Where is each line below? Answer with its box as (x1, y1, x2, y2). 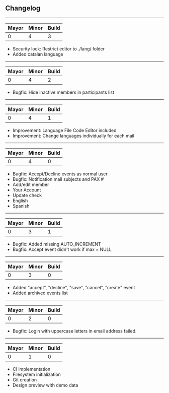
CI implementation (12, 366, 51, 372)
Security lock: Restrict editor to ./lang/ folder (12, 45, 105, 52)
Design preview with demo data (12, 382, 78, 388)
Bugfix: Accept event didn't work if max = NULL (12, 246, 112, 252)
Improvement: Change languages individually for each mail (12, 133, 135, 139)
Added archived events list (12, 290, 68, 296)
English (12, 198, 28, 204)
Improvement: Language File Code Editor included (12, 127, 117, 133)
